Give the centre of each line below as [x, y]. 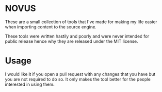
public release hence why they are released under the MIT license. [72, 41]
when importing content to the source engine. [51, 26]
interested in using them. [30, 84]
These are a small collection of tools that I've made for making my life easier [81, 22]
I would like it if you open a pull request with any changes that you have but [80, 74]
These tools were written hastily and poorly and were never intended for [77, 36]
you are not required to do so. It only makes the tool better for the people [78, 79]
